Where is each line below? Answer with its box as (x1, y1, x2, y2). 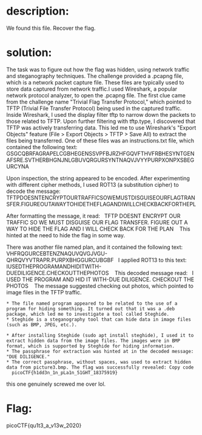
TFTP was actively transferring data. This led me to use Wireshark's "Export (6, 124, 197, 131)
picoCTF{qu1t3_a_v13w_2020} (6, 422, 82, 429)
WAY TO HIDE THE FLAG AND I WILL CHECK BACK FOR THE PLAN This (6, 225, 190, 232)
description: (6, 4, 70, 18)
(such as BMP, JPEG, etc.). (6, 321, 78, 328)
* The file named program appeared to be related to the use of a (6, 300, 178, 307)
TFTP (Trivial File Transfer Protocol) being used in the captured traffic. (6, 105, 182, 112)
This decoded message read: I (114, 269, 194, 276)
